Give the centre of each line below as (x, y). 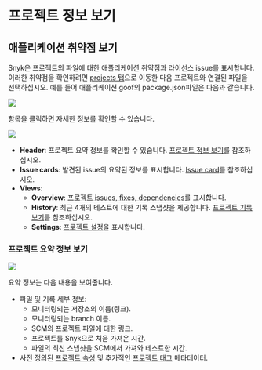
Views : (31, 188)
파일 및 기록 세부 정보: (53, 299)
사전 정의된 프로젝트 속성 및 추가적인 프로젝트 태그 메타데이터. (114, 358)
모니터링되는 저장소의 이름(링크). (81, 309)
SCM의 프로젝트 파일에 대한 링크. (82, 328)
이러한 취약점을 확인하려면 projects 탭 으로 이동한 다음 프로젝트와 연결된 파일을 (128, 78)
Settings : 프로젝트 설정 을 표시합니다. (88, 227)
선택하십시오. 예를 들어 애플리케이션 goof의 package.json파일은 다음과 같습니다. (131, 87)
